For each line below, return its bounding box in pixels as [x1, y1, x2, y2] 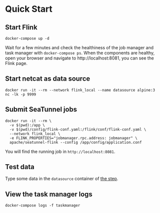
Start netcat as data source [5, 75, 90, 83]
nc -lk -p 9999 [5, 92, 36, 97]
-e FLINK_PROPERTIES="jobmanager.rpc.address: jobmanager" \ [9, 135, 138, 141]
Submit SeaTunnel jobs [5, 105, 77, 114]
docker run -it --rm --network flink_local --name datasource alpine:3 [5, 88, 155, 92]
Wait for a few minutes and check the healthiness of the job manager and [5, 45, 154, 50]
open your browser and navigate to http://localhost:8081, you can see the [5, 55, 154, 61]
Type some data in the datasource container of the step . [5, 176, 119, 182]
